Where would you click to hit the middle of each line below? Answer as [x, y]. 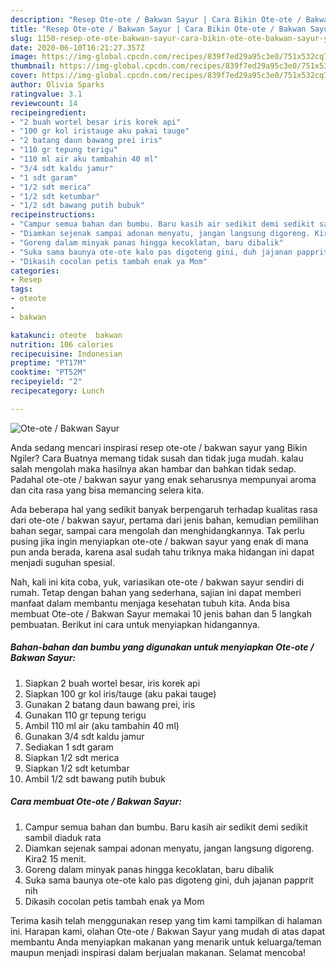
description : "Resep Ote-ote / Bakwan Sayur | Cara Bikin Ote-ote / [156, 19]
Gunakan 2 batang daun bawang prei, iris [110, 704]
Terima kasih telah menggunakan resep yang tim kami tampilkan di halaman [166, 920]
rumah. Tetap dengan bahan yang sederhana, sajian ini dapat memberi [156, 592]
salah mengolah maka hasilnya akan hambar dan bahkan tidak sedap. [153, 468]
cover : [24, 76]
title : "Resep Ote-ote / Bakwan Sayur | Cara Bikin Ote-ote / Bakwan [158, 29]
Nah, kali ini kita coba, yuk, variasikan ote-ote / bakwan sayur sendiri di [157, 582]
